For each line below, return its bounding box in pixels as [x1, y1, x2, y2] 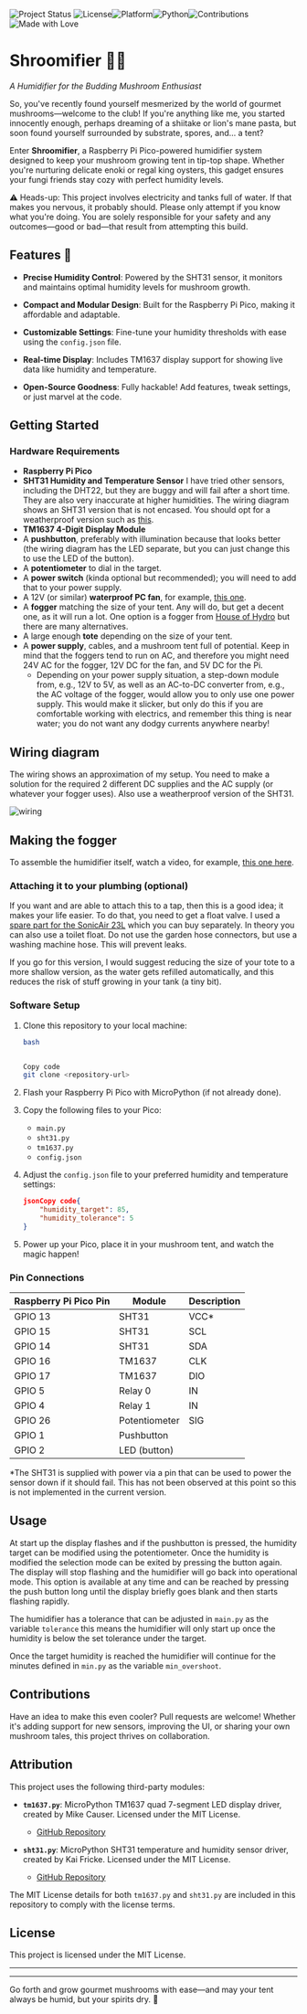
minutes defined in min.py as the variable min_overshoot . [9, 1659, 222, 1671]
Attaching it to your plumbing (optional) [9, 879, 189, 892]
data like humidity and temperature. [22, 364, 157, 375]
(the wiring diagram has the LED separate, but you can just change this [22, 544, 291, 555]
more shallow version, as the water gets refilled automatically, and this [9, 967, 274, 978]
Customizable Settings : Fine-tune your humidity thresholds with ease [22, 326, 287, 337]
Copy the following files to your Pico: [22, 1105, 162, 1116]
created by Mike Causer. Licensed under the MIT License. [22, 1808, 240, 1819]
